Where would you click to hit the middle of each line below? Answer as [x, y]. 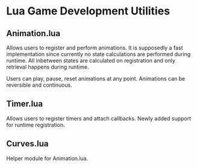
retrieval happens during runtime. [48, 67]
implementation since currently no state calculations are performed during [98, 54]
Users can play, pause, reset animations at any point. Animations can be [96, 79]
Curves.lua [27, 144]
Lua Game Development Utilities [88, 11]
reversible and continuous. [39, 85]
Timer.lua [25, 104]
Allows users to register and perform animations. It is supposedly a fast [95, 48]
